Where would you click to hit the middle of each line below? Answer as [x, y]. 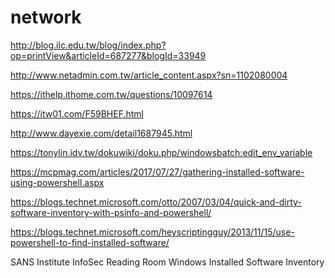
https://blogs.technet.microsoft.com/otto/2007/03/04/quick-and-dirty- [156, 202]
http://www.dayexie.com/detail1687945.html [101, 133]
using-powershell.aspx [57, 182]
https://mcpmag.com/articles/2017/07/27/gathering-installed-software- [157, 172]
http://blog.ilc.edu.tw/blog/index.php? [88, 45]
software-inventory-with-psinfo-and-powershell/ [111, 212]
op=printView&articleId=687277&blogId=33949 [108, 55]
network [46, 17]
